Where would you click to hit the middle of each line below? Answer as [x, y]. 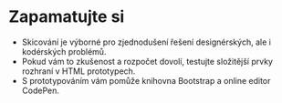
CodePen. [41, 90]
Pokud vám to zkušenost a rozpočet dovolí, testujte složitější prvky [147, 61]
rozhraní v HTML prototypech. [78, 71]
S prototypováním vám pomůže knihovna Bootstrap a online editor [146, 80]
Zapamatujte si [67, 17]
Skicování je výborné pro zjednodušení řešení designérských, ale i [146, 42]
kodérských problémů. [64, 51]
